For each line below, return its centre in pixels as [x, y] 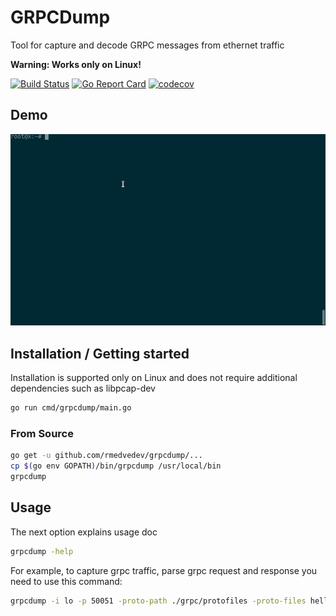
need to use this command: [66, 581]
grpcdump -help [42, 551]
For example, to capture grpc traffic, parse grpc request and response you [164, 570]
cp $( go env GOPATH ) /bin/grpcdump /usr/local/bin [116, 466]
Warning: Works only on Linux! [76, 64]
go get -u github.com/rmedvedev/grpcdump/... [106, 456]
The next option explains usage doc [84, 532]
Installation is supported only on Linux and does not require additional [154, 378]
